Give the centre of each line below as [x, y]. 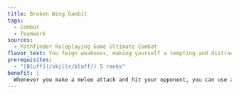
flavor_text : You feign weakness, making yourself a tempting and [108, 54]
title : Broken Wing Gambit [47, 14]
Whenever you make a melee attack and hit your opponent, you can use [121, 80]
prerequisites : [30, 60]
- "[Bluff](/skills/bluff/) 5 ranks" [70, 66]
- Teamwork [30, 34]
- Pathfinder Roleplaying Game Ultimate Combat [86, 47]
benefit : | [23, 73]
